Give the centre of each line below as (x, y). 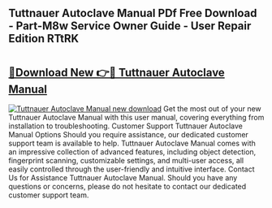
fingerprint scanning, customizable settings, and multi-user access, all (126, 160)
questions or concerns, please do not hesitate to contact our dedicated (127, 186)
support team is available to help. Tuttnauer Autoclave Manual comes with (132, 143)
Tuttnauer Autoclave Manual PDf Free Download (133, 13)
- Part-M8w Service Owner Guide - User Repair (130, 26)
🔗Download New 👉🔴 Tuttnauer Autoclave (117, 72)
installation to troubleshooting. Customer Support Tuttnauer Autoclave (126, 126)
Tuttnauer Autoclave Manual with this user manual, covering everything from (136, 117)
